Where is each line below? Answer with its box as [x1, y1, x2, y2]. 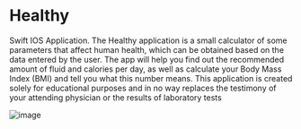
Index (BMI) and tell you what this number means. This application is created [9, 73, 293, 83]
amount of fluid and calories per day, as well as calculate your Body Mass [9, 64, 282, 74]
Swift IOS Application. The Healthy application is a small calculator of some [9, 35, 288, 46]
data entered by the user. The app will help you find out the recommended [9, 54, 285, 64]
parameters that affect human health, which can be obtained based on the [9, 44, 285, 55]
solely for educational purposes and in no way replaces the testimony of [9, 82, 277, 93]
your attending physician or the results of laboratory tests [9, 91, 222, 103]
